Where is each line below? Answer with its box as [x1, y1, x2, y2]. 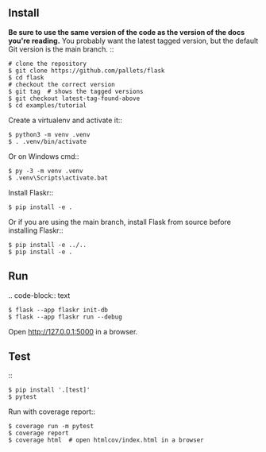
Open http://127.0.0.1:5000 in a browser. [8, 326, 138, 336]
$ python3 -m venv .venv [8, 130, 91, 138]
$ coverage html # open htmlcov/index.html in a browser [8, 436, 204, 444]
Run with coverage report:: [8, 407, 96, 416]
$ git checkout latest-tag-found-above [8, 95, 141, 102]
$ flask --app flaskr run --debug [8, 313, 123, 321]
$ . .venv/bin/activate [8, 137, 87, 145]
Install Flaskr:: [8, 187, 54, 197]
